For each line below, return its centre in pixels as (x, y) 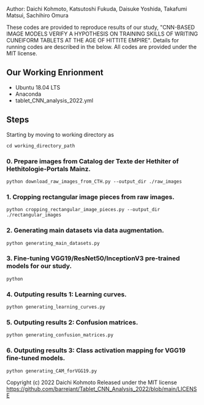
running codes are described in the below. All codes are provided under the (102, 47)
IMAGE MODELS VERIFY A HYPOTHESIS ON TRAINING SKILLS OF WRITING (102, 34)
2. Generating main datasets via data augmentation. (85, 231)
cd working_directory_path (41, 146)
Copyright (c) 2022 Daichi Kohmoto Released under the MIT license (92, 382)
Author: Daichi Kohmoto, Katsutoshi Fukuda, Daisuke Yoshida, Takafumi (97, 9)
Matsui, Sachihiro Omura (37, 15)
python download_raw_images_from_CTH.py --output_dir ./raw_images (94, 181)
